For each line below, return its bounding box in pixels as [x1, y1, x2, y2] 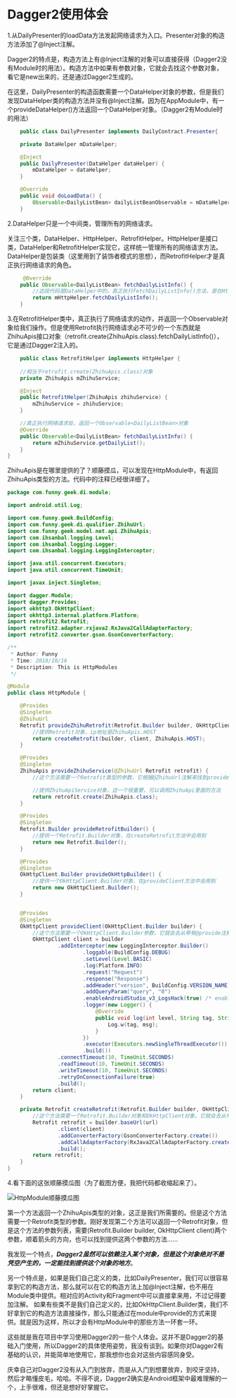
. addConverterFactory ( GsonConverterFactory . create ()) [57, 1132, 218, 1139]
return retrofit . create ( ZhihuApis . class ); [32, 793, 159, 800]
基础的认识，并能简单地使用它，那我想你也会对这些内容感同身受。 [7, 1351, 198, 1359]
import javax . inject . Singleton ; [7, 580, 102, 587]
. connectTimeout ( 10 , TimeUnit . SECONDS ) [57, 1054, 174, 1061]
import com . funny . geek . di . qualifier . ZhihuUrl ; [7, 521, 146, 528]
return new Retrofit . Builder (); [32, 838, 128, 846]
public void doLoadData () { [20, 192, 102, 200]
